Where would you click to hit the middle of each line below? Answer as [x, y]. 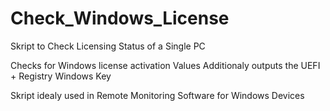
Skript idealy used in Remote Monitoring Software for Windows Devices [157, 95]
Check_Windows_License [120, 18]
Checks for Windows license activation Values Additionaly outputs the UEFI [165, 65]
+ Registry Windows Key [61, 76]
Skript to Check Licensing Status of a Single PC [108, 46]
